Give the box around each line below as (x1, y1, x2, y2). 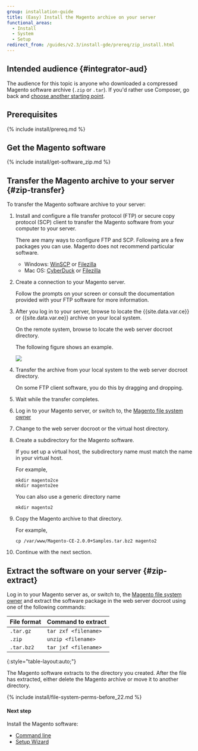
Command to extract (47, 617, 106, 625)
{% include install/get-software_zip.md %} (7, 158, 111, 165)
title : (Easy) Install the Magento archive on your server (7, 14, 156, 20)
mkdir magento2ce (15, 477, 59, 484)
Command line (15, 732, 51, 739)
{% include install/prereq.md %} (7, 126, 86, 133)
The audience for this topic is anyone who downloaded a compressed (7, 80, 178, 87)
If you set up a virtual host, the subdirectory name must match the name (15, 448, 193, 455)
